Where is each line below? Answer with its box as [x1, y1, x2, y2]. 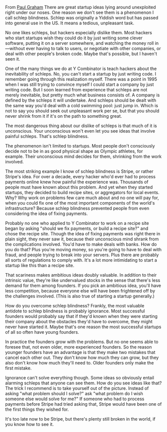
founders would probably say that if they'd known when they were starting [5, 313, 158, 319]
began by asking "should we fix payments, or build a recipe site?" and [5, 225, 149, 231]
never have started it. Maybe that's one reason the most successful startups [5, 324, 162, 330]
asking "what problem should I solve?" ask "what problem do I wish [5, 391, 143, 396]
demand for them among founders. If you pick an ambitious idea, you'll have [5, 283, 162, 288]
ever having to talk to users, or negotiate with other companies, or [25, 46, 162, 51]
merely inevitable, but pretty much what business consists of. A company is [5, 92, 160, 98]
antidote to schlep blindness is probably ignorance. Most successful [5, 308, 145, 314]
